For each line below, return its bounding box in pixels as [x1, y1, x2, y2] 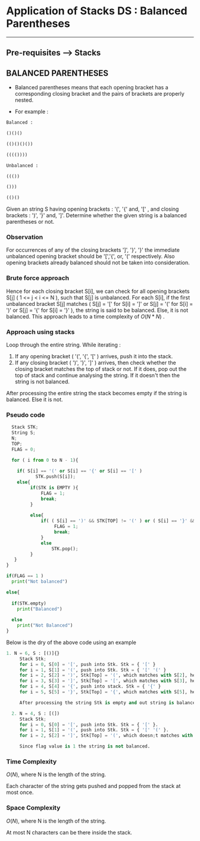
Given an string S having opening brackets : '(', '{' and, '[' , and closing [6, 205, 179, 212]
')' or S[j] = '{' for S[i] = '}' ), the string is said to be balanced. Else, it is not [6, 307, 189, 314]
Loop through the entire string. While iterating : [6, 341, 121, 349]
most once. [6, 789, 34, 796]
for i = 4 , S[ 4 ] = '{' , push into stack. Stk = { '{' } [19, 683, 161, 690]
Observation [6, 233, 43, 242]
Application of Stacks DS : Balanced [6, 4, 187, 18]
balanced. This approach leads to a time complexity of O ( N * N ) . [6, 312, 165, 320]
